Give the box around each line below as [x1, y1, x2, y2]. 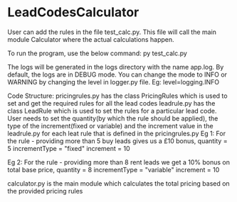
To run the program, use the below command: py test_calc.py [7, 49, 187, 57]
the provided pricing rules [7, 186, 83, 195]
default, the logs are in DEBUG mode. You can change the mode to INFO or [7, 70, 228, 79]
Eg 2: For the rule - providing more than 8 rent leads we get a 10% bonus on [7, 157, 230, 167]
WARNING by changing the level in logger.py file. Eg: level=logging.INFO [7, 77, 220, 86]
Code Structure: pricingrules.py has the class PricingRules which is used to [7, 91, 228, 100]
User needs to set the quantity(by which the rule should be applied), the [7, 114, 218, 123]
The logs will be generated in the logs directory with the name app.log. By [7, 62, 224, 71]
